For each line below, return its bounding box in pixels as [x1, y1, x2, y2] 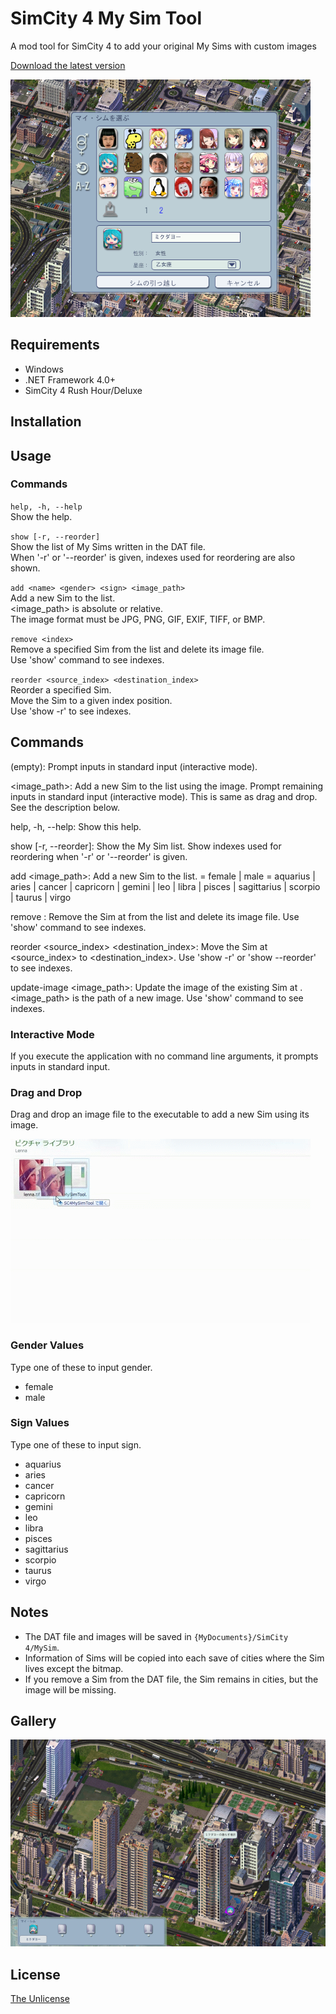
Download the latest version [10, 59, 126, 71]
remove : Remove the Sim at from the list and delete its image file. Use [10, 910, 300, 922]
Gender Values [10, 1338, 85, 1352]
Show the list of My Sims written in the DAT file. [10, 540, 206, 552]
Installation [10, 413, 82, 431]
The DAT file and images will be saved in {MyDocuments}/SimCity [24, 1630, 289, 1642]
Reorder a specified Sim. [10, 683, 112, 696]
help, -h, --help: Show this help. [10, 820, 142, 832]
